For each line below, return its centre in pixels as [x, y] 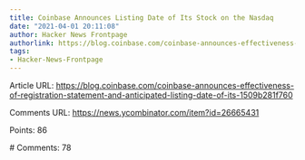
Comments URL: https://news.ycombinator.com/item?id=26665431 [134, 113]
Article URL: [32, 85]
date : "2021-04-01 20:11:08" [64, 26]
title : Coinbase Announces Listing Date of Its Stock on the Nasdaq [142, 18]
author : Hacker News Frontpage [69, 34]
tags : [20, 52]
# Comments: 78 [40, 147]
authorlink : [32, 43]
